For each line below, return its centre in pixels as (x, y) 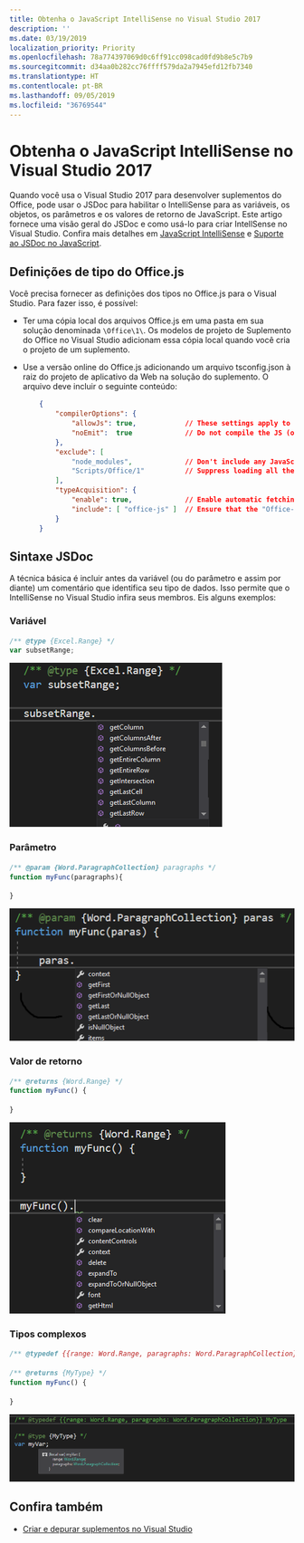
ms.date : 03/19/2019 (48, 38)
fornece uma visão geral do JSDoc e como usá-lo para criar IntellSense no (148, 224)
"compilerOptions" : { (96, 414)
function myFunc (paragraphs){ (66, 877)
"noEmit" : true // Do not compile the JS (177, 433)
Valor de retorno (46, 1061)
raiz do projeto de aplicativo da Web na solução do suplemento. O (145, 377)
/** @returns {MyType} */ (58, 1373)
